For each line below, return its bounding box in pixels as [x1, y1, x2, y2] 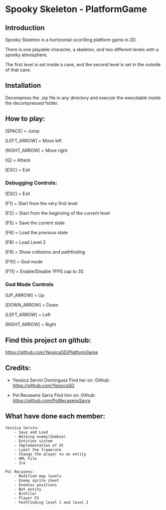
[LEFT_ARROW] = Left [5, 312, 51, 318]
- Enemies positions [14, 482, 57, 487]
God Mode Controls [5, 281, 54, 288]
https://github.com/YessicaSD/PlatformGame [5, 350, 98, 356]
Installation [5, 81, 41, 90]
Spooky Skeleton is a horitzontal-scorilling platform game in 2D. [5, 37, 137, 43]
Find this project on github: [5, 336, 91, 345]
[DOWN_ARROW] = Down [5, 302, 59, 308]
